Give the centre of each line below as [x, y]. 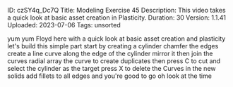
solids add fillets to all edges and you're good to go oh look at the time [109, 76]
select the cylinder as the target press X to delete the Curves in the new [112, 68]
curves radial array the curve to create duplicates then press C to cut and [114, 61]
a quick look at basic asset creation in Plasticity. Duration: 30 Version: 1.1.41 [116, 18]
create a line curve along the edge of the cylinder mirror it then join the [110, 53]
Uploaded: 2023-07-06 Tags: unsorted [64, 25]
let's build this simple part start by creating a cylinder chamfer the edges [113, 46]
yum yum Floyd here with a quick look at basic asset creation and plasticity [116, 39]
